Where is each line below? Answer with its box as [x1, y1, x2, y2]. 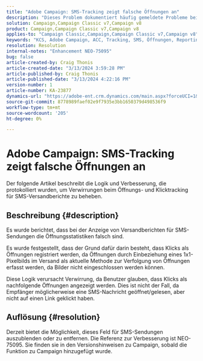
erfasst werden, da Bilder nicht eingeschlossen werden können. [6, 264, 165, 271]
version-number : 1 [6, 82, 53, 88]
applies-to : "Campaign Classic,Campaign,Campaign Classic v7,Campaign [6, 31, 188, 37]
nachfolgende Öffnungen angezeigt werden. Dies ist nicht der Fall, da [6, 282, 179, 289]
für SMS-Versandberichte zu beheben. [6, 193, 103, 200]
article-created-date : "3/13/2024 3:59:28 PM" [6, 65, 126, 71]
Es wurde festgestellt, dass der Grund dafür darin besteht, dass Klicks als [6, 244, 189, 252]
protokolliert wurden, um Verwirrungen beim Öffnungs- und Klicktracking [6, 186, 188, 194]
